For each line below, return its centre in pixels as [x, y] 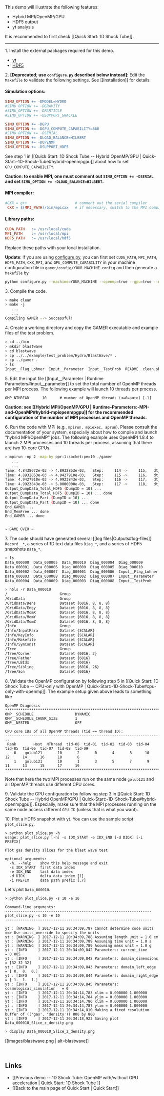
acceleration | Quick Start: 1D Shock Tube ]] [56, 1083]
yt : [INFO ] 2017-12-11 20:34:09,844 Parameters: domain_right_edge [82, 976]
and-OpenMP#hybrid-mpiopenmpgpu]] [46, 412]
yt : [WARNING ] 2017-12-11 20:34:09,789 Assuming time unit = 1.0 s [78, 942]
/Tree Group [38, 649]
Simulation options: [25, 91]
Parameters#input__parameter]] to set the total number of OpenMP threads [81, 384]
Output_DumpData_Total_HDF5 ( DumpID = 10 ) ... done [59, 493]
